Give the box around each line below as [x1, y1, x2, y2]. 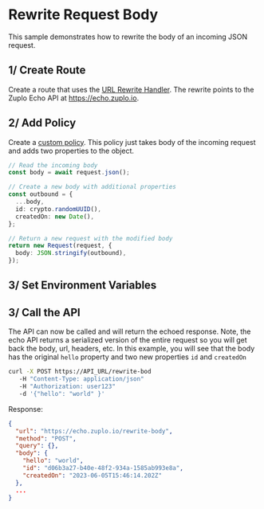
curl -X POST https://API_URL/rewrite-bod [8, 368, 152, 376]
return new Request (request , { [8, 241, 112, 250]
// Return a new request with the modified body [8, 234, 173, 242]
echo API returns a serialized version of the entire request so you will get [8, 335, 247, 345]
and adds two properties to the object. [8, 146, 134, 155]
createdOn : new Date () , [15, 213, 94, 221]
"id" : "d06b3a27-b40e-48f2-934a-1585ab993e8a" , [22, 464, 183, 472]
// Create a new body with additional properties [8, 183, 177, 191]
